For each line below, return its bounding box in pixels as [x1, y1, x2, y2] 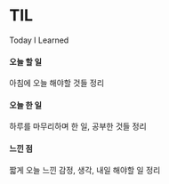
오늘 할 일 [9, 56, 43, 67]
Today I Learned [9, 35, 69, 45]
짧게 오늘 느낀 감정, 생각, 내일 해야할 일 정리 [9, 164, 161, 175]
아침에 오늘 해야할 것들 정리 [9, 77, 105, 89]
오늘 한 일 [9, 100, 43, 110]
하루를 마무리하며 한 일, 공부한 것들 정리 [9, 121, 147, 132]
